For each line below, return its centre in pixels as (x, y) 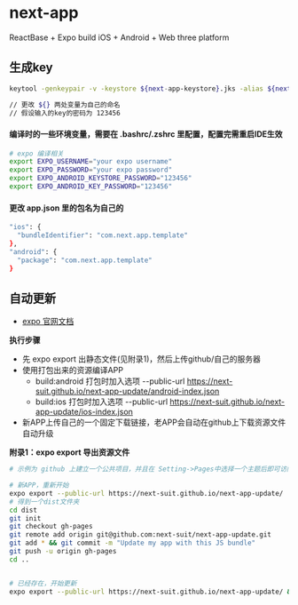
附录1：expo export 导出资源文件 (70, 452)
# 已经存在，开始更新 (43, 583)
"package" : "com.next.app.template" (85, 260)
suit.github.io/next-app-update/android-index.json (127, 391)
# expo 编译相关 (36, 154)
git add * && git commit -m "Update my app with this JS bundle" (132, 543)
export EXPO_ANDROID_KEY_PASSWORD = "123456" (91, 187)
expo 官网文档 (48, 322)
